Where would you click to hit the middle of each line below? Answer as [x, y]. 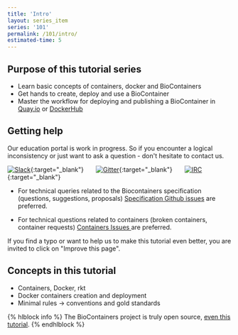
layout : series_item [38, 21]
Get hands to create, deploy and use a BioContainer [93, 94]
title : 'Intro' [30, 14]
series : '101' [28, 27]
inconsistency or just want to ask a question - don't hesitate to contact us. [116, 155]
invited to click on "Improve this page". [64, 248]
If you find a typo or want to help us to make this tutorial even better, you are [119, 241]
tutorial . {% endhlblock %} [46, 324]
